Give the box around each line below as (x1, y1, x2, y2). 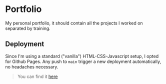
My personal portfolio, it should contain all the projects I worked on (5, 20, 143, 26)
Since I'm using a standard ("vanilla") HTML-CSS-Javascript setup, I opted (5, 53, 159, 59)
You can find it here (17, 73, 58, 79)
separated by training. (5, 25, 51, 31)
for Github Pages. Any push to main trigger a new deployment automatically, (5, 58, 161, 64)
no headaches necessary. (5, 63, 58, 69)
